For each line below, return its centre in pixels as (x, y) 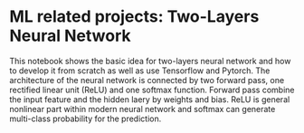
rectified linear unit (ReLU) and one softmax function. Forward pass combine (152, 90)
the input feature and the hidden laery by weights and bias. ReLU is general (150, 99)
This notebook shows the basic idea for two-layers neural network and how (150, 61)
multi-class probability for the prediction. (85, 119)
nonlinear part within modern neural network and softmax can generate (142, 109)
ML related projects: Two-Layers (134, 17)
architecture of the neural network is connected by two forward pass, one (147, 80)
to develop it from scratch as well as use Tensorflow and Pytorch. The (140, 71)
